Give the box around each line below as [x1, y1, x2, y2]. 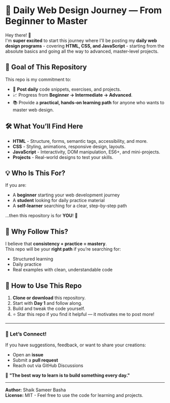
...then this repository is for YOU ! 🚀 [5, 213, 78, 219]
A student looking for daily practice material [12, 197, 105, 204]
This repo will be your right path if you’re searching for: [5, 246, 121, 252]
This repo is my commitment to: [5, 76, 71, 83]
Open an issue [12, 352, 44, 358]
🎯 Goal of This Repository [5, 63, 87, 71]
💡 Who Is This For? [5, 169, 66, 177]
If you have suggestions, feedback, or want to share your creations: [5, 342, 146, 348]
